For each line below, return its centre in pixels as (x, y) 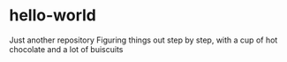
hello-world (53, 15)
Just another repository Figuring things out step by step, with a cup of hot (143, 40)
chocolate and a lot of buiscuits (66, 49)
